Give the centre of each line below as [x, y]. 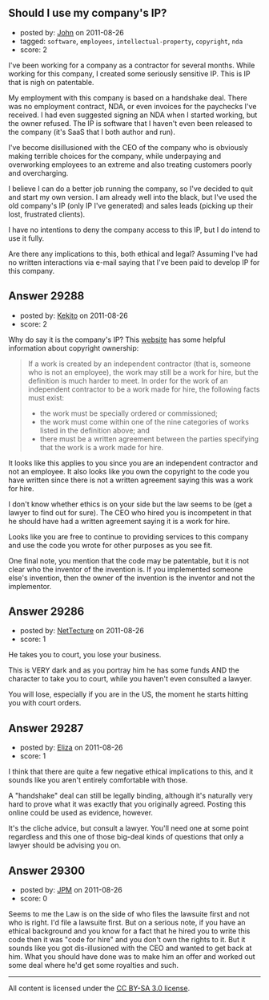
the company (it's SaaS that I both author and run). [92, 132]
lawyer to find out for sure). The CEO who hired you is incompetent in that [130, 512]
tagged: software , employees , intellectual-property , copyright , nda [131, 41]
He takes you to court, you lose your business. [85, 655]
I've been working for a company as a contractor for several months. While [132, 65]
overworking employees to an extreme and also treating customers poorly [130, 165]
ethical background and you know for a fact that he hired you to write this [129, 931]
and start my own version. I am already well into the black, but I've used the [133, 197]
